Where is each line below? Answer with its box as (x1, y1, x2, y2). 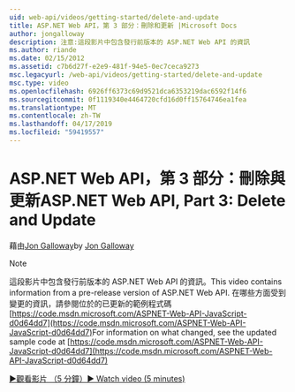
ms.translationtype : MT (9, 103, 97, 112)
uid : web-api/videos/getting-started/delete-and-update (9, 12, 219, 22)
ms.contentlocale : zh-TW (9, 111, 101, 120)
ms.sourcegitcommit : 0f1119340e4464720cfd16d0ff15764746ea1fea (9, 94, 247, 104)
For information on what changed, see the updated (92, 327, 277, 337)
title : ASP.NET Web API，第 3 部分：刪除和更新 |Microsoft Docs (9, 21, 238, 30)
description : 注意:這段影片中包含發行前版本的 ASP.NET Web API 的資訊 (9, 37, 250, 47)
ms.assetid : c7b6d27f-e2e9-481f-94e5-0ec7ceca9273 (9, 63, 200, 72)
